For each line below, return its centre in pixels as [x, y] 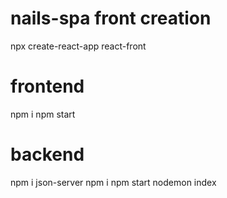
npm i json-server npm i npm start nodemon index [113, 182]
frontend [47, 86]
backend [47, 154]
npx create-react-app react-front [78, 46]
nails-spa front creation [111, 18]
